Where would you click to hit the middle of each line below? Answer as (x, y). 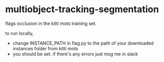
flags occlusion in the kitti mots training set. (51, 23)
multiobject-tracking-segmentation (82, 9)
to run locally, (20, 33)
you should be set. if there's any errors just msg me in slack (75, 54)
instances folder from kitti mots (45, 48)
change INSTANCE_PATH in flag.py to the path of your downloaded (83, 43)
